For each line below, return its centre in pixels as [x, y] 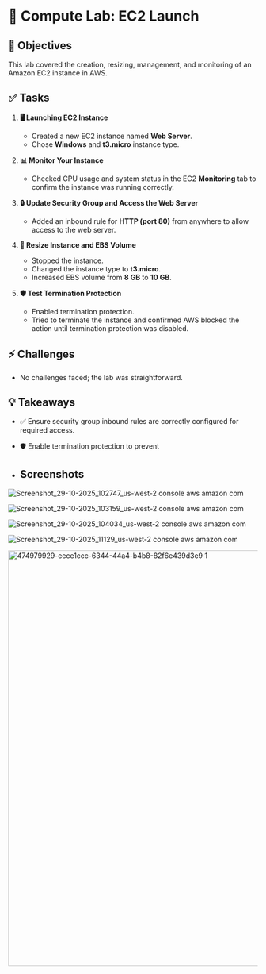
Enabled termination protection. [83, 311]
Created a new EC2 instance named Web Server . [112, 136]
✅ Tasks [29, 98]
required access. [47, 430]
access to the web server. [74, 229]
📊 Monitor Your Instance [62, 160]
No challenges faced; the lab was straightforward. [101, 377]
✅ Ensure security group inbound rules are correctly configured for [129, 422]
